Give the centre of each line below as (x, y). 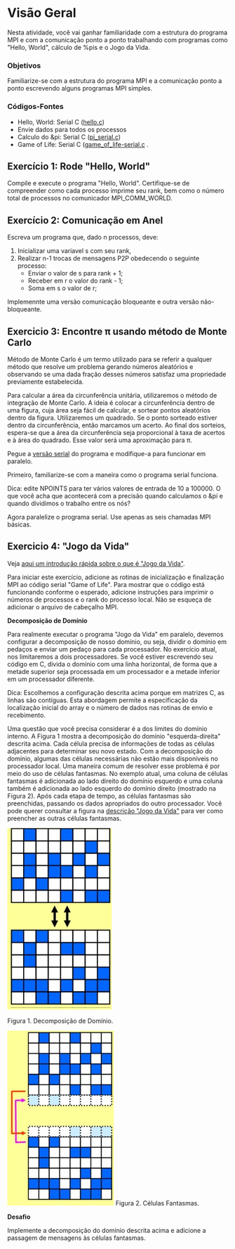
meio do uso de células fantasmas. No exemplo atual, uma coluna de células (117, 773)
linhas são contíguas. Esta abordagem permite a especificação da (102, 700)
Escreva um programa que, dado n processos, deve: (83, 238)
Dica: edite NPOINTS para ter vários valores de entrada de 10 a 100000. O (114, 488)
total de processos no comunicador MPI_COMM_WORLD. (90, 198)
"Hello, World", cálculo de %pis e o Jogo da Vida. (79, 47)
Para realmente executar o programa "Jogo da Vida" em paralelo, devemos (115, 634)
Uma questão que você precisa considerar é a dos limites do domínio (107, 728)
